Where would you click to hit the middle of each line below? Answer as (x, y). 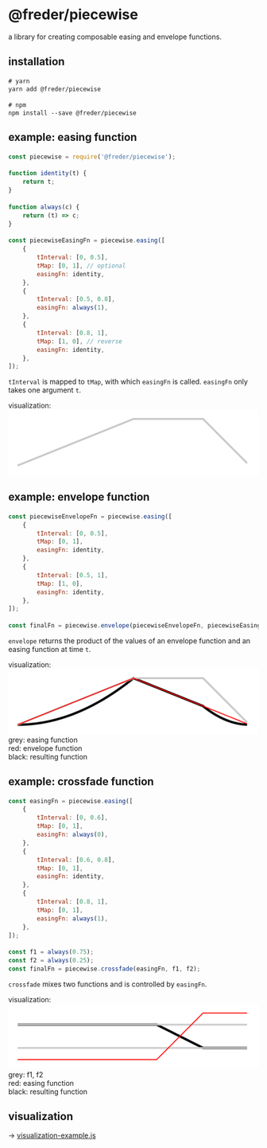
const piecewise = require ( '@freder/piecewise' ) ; (92, 157)
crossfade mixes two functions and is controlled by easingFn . (108, 984)
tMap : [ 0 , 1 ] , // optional (81, 266)
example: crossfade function (81, 782)
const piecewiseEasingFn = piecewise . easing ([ (87, 240)
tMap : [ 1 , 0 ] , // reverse (80, 341)
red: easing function (41, 1083)
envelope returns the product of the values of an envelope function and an (130, 641)
